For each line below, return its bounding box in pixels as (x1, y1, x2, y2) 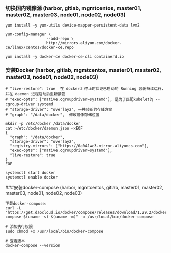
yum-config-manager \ (5, 32, 51, 37)
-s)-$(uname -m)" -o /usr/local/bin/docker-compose (41, 214, 154, 219)
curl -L (5, 205, 22, 210)
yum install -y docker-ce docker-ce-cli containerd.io (5, 54, 124, 59)
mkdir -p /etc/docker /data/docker (5, 121, 81, 126)
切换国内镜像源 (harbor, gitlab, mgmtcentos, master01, (5, 4, 142, 11)
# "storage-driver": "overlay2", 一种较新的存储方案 (5, 107, 113, 112)
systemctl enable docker (5, 174, 58, 180)
